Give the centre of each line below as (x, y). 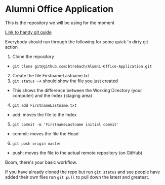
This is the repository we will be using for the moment (60, 23)
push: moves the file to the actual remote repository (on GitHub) (77, 153)
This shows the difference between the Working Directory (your (77, 90)
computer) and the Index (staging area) (52, 95)
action (12, 47)
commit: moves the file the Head (45, 133)
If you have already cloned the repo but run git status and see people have (83, 172)
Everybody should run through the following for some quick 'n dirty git (77, 42)
